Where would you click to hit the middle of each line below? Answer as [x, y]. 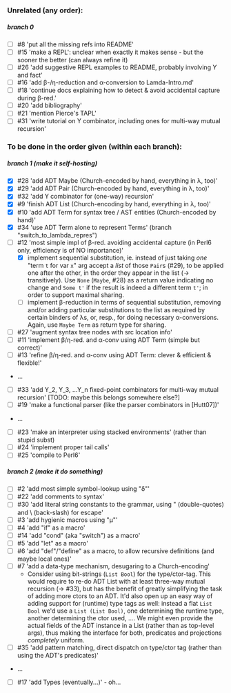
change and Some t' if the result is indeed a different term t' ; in [118, 287]
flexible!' [29, 363]
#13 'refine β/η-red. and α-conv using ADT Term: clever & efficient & [114, 354]
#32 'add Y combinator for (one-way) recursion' [86, 197]
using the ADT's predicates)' [58, 655]
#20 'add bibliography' [50, 105]
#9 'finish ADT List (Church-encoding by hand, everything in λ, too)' [114, 204]
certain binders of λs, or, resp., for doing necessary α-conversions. [123, 317]
